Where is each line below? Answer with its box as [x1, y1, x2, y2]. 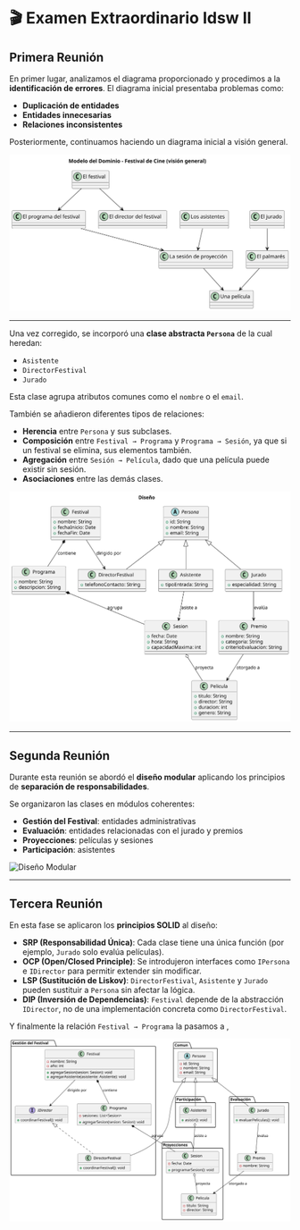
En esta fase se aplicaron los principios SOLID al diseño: [9, 920, 219, 931]
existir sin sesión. [21, 464, 87, 475]
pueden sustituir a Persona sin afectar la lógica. [21, 985, 196, 996]
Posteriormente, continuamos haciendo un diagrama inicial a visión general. [9, 137, 288, 147]
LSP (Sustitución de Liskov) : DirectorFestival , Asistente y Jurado [21, 975, 269, 986]
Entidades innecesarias [21, 110, 112, 120]
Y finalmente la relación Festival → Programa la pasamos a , [9, 1021, 229, 1032]
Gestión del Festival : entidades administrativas [21, 816, 196, 827]
